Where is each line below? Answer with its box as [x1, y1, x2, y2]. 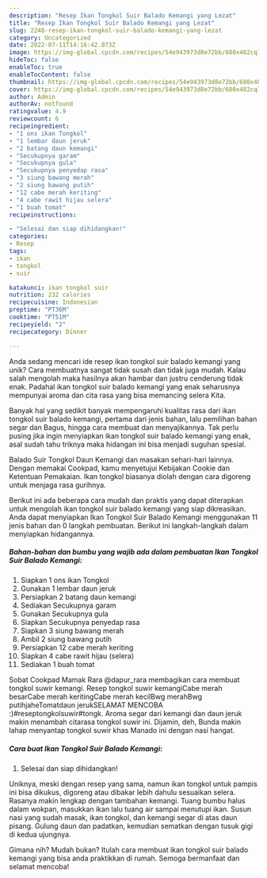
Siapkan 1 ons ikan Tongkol [20, 576, 109, 585]
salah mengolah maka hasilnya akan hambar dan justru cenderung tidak [9, 374, 244, 383]
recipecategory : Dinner [9, 328, 88, 335]
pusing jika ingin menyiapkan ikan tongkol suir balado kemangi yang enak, [9, 431, 251, 440]
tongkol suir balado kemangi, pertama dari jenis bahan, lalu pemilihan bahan [9, 414, 257, 424]
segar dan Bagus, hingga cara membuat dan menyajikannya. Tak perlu [9, 422, 239, 432]
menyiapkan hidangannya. [9, 529, 95, 539]
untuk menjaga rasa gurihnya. [9, 480, 106, 489]
